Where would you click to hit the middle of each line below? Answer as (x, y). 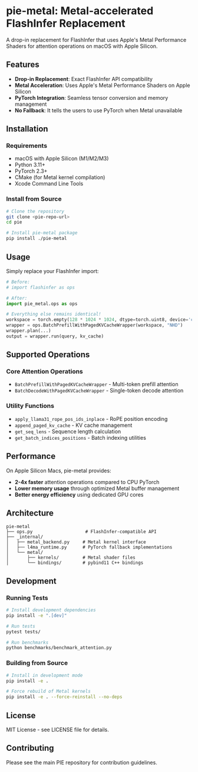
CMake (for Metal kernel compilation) (60, 177)
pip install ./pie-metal (37, 239)
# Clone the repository (35, 211)
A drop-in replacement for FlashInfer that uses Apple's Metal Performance (96, 40)
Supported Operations (48, 355)
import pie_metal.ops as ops (42, 304)
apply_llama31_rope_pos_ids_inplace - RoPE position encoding (91, 419)
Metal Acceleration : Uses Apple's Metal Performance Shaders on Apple (102, 85)
